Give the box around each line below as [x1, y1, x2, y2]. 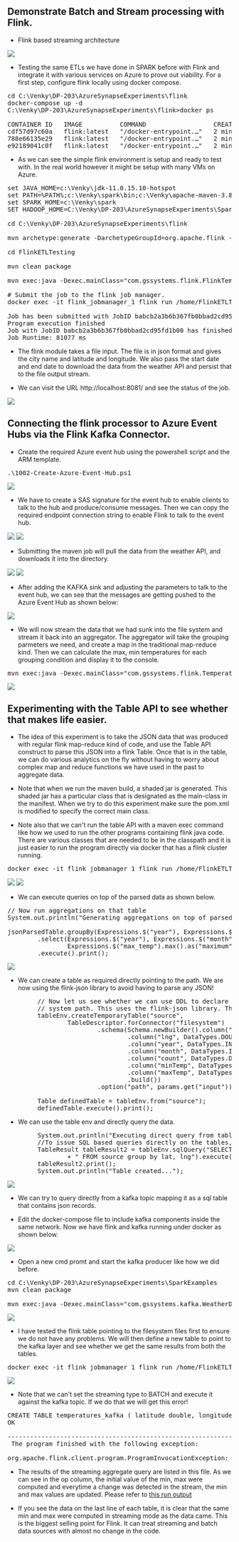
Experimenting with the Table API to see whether [7, 703, 228, 715]
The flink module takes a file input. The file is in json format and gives [17, 347, 222, 355]
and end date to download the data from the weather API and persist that [17, 362, 233, 370]
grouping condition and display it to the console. [17, 655, 160, 664]
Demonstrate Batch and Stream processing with [7, 6, 225, 18]
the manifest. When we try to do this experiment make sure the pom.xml [17, 799, 230, 808]
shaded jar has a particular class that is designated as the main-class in [17, 792, 228, 801]
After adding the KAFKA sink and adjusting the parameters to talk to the [17, 583, 228, 591]
